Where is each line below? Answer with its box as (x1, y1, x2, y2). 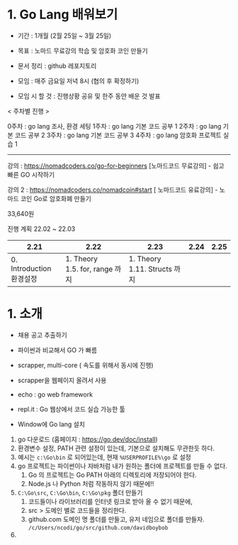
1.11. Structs (128, 264, 172, 274)
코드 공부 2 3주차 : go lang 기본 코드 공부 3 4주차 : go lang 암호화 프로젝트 (14, 131, 222, 139)
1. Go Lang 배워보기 (7, 6, 118, 23)
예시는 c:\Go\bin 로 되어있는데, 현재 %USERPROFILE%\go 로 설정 (17, 453, 191, 461)
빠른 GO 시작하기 (7, 170, 55, 178)
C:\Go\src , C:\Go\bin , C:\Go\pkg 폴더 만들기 (17, 488, 143, 497)
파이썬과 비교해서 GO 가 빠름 (17, 345, 98, 354)
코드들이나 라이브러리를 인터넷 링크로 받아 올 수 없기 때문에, (28, 497, 193, 505)
